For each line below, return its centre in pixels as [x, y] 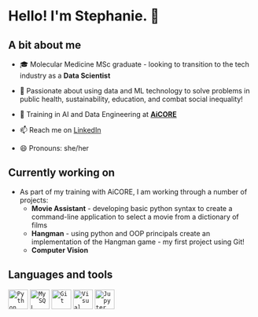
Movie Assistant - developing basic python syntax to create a [132, 208]
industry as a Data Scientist [65, 75]
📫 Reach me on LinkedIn [60, 130]
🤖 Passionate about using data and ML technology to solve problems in [135, 91]
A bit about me [44, 45]
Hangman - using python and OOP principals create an [121, 233]
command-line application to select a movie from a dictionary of [135, 217]
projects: [34, 200]
